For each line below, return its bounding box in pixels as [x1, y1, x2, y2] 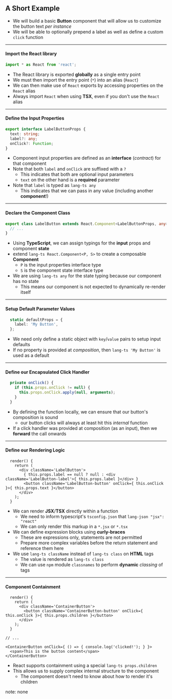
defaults [12, 342, 31, 348]
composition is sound [12, 414, 58, 420]
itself [20, 289, 31, 295]
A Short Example [5, 4, 60, 13]
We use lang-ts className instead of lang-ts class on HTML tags [12, 551, 154, 557]
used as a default [12, 352, 50, 358]
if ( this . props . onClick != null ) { [14, 385, 91, 390]
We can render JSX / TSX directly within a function [12, 508, 119, 514]
